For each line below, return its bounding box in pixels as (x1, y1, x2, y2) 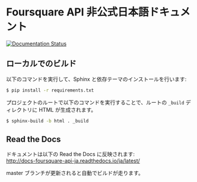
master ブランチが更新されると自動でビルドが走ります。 (6, 170, 144, 177)
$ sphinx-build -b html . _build (6, 118, 89, 124)
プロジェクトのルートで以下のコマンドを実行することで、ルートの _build (6, 99, 185, 106)
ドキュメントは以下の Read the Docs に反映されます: (6, 151, 135, 158)
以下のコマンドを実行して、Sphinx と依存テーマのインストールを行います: (6, 75, 187, 83)
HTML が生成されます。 (38, 106, 97, 113)
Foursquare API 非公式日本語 (6, 5, 150, 19)
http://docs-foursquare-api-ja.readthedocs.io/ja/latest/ (6, 157, 141, 164)
